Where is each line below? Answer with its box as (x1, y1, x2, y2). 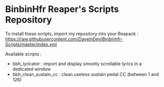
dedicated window (12, 66, 51, 72)
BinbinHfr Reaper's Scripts (5, 3, 119, 15)
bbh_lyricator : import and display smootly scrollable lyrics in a (12, 60, 142, 66)
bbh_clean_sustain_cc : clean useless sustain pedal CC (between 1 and (12, 71, 159, 77)
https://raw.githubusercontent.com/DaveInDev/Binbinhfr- (5, 36, 123, 42)
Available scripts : (5, 51, 42, 57)
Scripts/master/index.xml (5, 41, 57, 47)
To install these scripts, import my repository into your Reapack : (5, 30, 139, 36)
